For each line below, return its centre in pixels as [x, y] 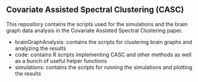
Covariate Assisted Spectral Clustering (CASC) [95, 10]
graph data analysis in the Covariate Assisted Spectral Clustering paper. [95, 30]
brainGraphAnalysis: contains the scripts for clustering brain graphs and [103, 42]
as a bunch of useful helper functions [61, 61]
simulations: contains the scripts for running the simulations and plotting [103, 67]
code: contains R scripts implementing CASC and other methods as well [103, 54]
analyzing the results [41, 48]
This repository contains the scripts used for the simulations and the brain [97, 24]
